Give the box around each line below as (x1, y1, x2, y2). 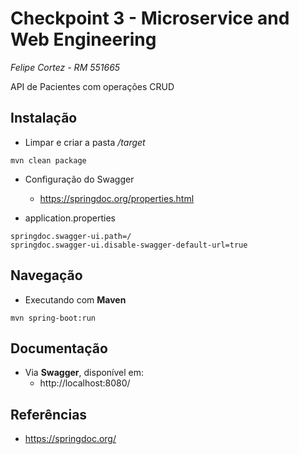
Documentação (10, 340, 108, 357)
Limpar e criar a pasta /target (24, 136, 146, 148)
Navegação (10, 267, 83, 284)
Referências (10, 406, 88, 423)
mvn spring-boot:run (10, 313, 97, 323)
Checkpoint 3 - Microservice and (10, 7, 290, 30)
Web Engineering (10, 28, 157, 51)
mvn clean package (10, 155, 87, 166)
